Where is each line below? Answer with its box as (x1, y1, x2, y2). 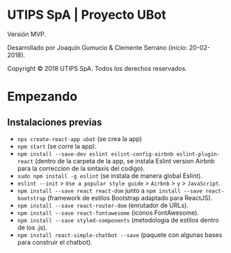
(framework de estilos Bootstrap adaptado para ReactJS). (47, 193, 213, 202)
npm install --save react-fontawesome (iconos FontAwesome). (17, 209, 200, 217)
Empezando (7, 89, 78, 104)
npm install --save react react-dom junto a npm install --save (17, 186, 203, 195)
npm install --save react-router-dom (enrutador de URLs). (17, 201, 189, 209)
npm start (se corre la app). (17, 142, 97, 150)
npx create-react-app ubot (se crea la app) (17, 134, 143, 142)
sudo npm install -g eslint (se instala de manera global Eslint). (17, 171, 203, 180)
